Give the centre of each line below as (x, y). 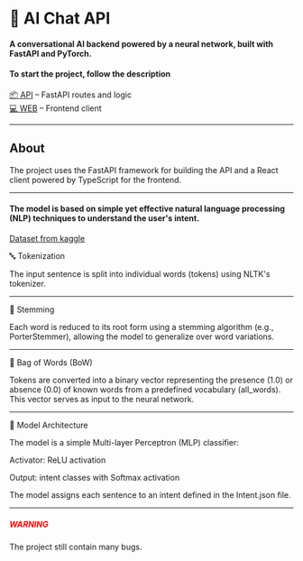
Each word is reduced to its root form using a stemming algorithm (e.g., (142, 327)
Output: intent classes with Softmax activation (95, 478)
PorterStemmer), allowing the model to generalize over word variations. (142, 336)
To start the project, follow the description (90, 74)
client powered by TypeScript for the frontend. (96, 179)
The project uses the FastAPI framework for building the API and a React (144, 170)
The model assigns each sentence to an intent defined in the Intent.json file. (150, 495)
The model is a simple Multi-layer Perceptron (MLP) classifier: (124, 442)
